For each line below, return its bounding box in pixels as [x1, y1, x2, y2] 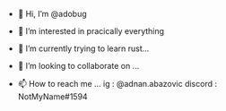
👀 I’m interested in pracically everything [17, 26, 164, 36]
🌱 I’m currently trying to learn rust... [17, 43, 150, 54]
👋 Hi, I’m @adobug [17, 9, 87, 19]
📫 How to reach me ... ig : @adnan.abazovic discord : [17, 79, 218, 89]
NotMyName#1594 [17, 91, 88, 102]
